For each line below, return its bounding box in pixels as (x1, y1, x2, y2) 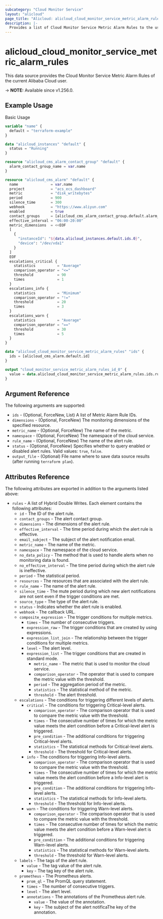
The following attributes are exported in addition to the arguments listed (5, 486, 148, 491)
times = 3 (14, 304, 64, 309)
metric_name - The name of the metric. (19, 542, 96, 547)
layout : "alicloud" (5, 12, 45, 17)
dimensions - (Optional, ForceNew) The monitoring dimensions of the (12, 417, 150, 423)
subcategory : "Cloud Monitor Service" (5, 7, 83, 12)
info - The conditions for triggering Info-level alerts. (26, 754, 131, 760)
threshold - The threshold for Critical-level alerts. (33, 749, 132, 754)
